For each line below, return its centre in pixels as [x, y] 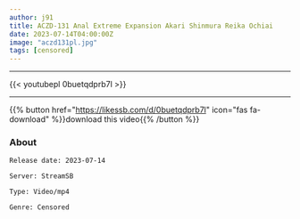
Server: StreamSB [42, 176]
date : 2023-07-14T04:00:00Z [62, 34]
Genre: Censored [39, 207]
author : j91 [31, 17]
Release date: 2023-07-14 [57, 161]
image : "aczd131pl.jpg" [54, 42]
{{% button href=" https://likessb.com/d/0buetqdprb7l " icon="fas [129, 110]
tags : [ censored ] [42, 51]
